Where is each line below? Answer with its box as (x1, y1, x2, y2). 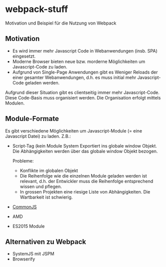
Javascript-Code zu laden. (12, 63, 67, 69)
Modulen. (5, 100, 25, 106)
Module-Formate (5, 114, 59, 123)
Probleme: (12, 157, 34, 163)
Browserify (12, 256, 35, 262)
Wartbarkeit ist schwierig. (19, 194, 73, 200)
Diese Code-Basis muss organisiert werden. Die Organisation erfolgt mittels (5, 94, 161, 100)
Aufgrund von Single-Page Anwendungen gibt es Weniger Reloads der (12, 69, 158, 75)
